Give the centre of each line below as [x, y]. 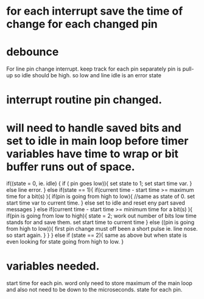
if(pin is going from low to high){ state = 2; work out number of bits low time [101, 216]
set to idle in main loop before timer [97, 141]
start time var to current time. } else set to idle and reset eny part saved [96, 203]
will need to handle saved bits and [94, 128]
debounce [33, 52]
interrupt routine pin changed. [84, 100]
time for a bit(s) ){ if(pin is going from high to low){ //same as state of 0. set [100, 197]
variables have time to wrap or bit [92, 154]
